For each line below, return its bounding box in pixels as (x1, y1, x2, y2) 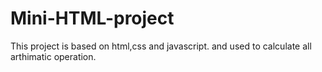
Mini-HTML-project (10, 7, 175, 30)
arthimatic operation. (10, 50, 97, 62)
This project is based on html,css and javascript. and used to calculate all (10, 40, 312, 52)
